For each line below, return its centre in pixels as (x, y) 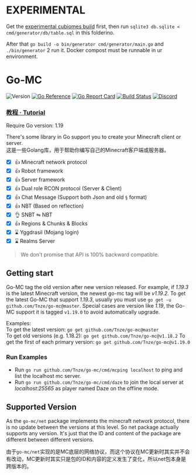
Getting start (30, 273)
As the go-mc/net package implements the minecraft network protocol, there (98, 421)
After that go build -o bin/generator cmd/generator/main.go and (85, 44)
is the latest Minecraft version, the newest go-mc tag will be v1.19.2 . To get (96, 293)
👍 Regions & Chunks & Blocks (51, 223)
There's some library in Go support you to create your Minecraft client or (94, 137)
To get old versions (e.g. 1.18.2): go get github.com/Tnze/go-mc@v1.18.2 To (96, 335)
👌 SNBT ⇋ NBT (33, 215)
